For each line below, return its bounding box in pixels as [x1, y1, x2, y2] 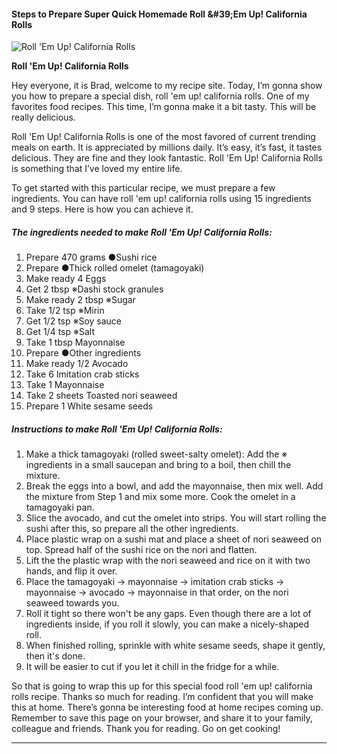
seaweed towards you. [25, 597, 120, 609]
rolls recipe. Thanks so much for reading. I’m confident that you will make [11, 691, 314, 703]
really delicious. [11, 111, 76, 124]
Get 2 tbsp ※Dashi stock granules [25, 283, 164, 295]
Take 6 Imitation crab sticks [25, 368, 140, 380]
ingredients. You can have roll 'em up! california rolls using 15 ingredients [11, 193, 312, 205]
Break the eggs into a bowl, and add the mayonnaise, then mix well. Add [25, 480, 324, 492]
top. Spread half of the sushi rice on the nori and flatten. [25, 544, 258, 556]
